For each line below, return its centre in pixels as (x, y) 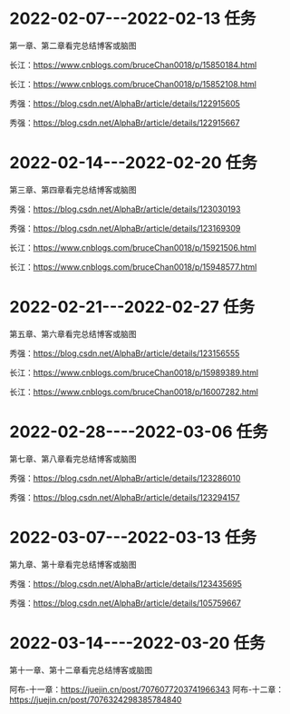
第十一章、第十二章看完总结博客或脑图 (81, 669)
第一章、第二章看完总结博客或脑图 (73, 45)
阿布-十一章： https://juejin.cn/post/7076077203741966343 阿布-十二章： (146, 689)
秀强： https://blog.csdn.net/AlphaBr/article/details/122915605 (125, 103)
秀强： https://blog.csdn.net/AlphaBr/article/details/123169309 (125, 228)
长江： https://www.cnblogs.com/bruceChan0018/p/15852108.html (133, 84)
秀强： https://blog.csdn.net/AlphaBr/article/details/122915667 (125, 123)
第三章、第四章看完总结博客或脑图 (73, 189)
